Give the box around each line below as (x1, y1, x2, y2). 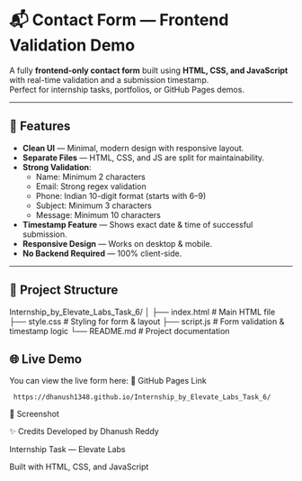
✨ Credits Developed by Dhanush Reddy (9, 426, 159, 437)
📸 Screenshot (9, 409, 60, 420)
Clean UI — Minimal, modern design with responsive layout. (22, 142, 244, 153)
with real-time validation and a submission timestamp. (9, 74, 209, 85)
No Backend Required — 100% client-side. (22, 248, 182, 259)
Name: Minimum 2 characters (35, 171, 146, 182)
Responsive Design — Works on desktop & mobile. (22, 238, 213, 249)
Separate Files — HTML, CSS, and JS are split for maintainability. (22, 152, 265, 163)
